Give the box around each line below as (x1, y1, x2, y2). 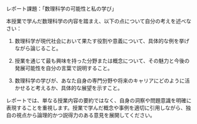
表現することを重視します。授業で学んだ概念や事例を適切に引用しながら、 (6, 105, 186, 111)
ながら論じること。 (14, 45, 62, 52)
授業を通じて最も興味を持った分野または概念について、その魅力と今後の (14, 58, 190, 64)
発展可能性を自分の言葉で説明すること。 (14, 65, 113, 72)
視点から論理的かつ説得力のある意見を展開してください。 (16, 112, 156, 119)
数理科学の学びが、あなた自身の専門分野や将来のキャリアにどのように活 (14, 77, 190, 84)
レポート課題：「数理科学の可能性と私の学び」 (6, 5, 117, 12)
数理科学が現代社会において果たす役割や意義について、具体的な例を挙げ (14, 38, 190, 44)
